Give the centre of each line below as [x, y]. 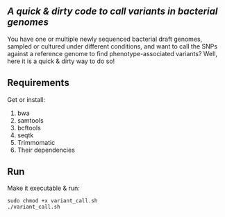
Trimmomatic [36, 142]
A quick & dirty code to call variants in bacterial [112, 11]
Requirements [38, 83]
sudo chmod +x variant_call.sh [52, 201]
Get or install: [26, 99]
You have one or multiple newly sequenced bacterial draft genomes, [105, 39]
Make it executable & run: [43, 188]
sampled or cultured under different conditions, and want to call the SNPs [112, 46]
